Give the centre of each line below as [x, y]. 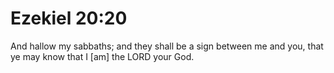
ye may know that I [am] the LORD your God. [102, 56]
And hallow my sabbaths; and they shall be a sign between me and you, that [167, 46]
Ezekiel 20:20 [69, 18]
